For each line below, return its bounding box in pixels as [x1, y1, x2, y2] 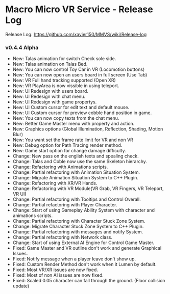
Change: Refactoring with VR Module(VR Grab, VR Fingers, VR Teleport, [12, 185, 164, 192]
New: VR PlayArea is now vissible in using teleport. [12, 83, 119, 89]
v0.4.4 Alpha [5, 44, 39, 51]
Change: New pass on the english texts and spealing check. [12, 153, 139, 159]
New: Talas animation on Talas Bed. [12, 61, 88, 67]
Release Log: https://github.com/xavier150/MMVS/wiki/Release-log [5, 31, 147, 37]
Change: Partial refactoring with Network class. [12, 234, 112, 240]
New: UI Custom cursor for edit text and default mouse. [12, 104, 130, 111]
